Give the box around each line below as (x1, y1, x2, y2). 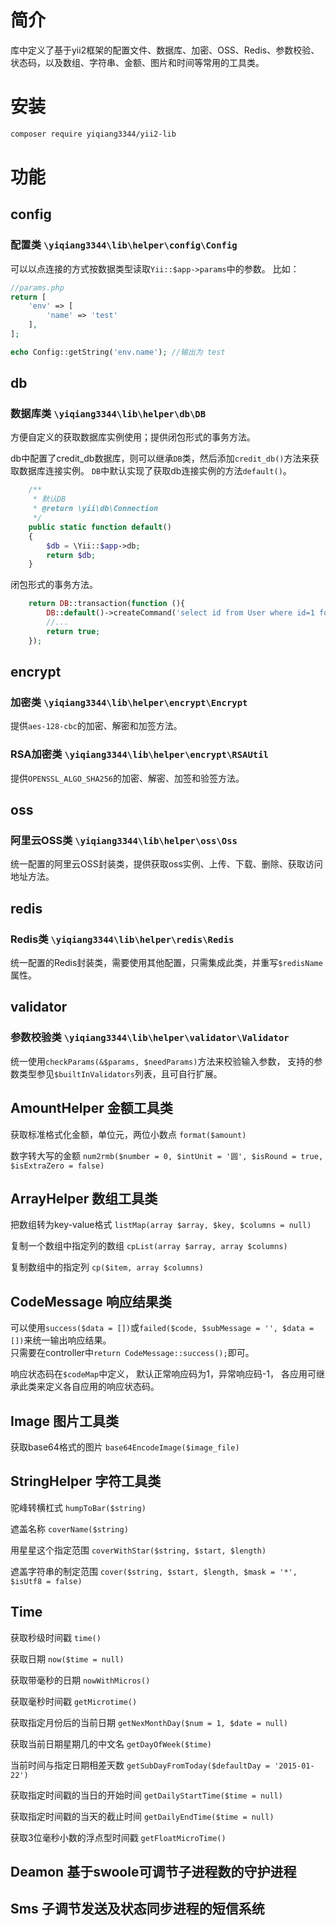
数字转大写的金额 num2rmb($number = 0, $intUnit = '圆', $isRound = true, (10, 1149, 324, 1161)
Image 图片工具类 (10, 1412, 120, 1430)
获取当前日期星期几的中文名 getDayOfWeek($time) (10, 1737, 212, 1750)
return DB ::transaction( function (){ (28, 599, 186, 609)
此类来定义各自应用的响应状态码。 (18, 1381, 160, 1393)
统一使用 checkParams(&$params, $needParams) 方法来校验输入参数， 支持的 (10, 1055, 315, 1067)
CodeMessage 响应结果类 (10, 1293, 172, 1310)
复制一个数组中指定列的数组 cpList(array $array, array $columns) (10, 1240, 288, 1252)
